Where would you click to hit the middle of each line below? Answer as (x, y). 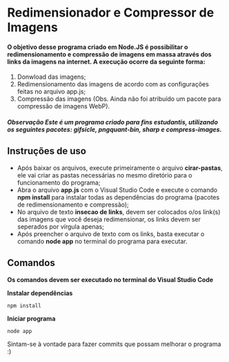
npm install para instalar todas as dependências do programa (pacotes (118, 197)
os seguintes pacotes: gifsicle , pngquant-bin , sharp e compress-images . (114, 129)
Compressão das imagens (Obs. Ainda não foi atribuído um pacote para (119, 99)
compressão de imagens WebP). (63, 106)
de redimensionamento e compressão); (73, 204)
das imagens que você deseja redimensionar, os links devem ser (109, 219)
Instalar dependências (40, 293)
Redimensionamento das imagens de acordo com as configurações (113, 84)
